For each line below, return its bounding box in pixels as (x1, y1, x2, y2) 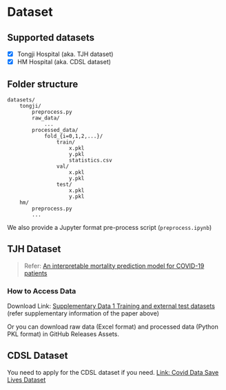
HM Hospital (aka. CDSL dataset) (17, 58, 112, 66)
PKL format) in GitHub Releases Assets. (7, 330, 119, 338)
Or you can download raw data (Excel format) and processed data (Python (7, 322, 218, 331)
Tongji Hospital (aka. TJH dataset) (17, 50, 114, 58)
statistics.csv (68, 157, 112, 164)
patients (23, 269, 48, 277)
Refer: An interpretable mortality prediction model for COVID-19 (23, 262, 205, 270)
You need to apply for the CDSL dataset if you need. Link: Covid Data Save (7, 368, 219, 376)
